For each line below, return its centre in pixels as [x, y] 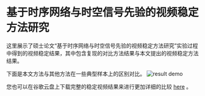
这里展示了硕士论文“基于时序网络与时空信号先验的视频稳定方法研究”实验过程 [102, 46]
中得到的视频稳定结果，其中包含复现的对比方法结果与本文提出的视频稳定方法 [103, 53]
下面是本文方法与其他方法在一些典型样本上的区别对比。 [76, 74]
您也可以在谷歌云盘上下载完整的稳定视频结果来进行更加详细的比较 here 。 [99, 86]
